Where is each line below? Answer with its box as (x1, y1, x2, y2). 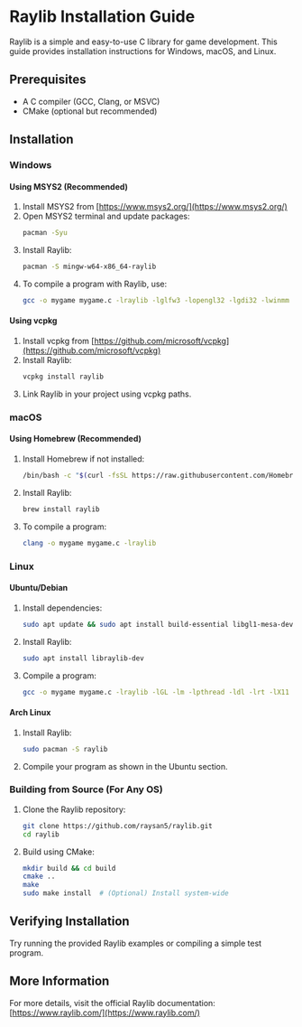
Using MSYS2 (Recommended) (9, 181, 129, 191)
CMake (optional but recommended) (22, 106, 158, 117)
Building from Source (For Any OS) (9, 783, 164, 796)
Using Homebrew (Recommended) (9, 434, 142, 444)
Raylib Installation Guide (9, 6, 196, 27)
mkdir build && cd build (22, 864, 116, 873)
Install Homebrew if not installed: (22, 453, 145, 464)
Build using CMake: (22, 846, 95, 857)
